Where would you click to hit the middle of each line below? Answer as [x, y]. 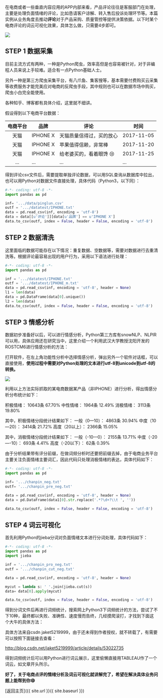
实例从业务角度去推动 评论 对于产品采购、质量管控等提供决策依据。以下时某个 [81, 19]
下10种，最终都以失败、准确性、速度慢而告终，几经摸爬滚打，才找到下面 [77, 616]
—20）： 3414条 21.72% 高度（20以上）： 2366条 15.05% [61, 427]
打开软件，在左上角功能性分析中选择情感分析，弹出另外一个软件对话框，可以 [81, 357]
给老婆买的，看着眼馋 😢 [87, 153]
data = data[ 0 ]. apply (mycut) [33, 591]
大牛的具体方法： [26, 622]
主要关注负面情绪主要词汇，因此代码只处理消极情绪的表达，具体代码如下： [79, 460]
